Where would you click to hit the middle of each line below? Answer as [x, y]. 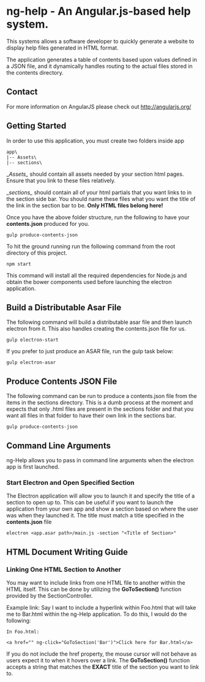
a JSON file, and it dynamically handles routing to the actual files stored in [99, 66]
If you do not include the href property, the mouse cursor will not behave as [102, 654]
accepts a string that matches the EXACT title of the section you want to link [103, 667]
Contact [22, 92]
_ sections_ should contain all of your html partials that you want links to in [99, 192]
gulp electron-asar [31, 362]
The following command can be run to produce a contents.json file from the [102, 396]
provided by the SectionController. [50, 596]
